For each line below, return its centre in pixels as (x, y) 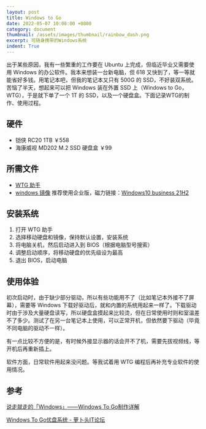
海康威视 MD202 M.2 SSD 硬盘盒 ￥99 (63, 147)
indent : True (23, 47)
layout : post (23, 12)
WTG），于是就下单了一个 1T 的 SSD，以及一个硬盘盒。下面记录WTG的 (95, 95)
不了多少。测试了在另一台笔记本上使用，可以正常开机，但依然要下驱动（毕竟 (103, 320)
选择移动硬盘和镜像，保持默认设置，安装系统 (72, 238)
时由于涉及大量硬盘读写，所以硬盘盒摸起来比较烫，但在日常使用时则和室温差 (103, 313)
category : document (31, 29)
